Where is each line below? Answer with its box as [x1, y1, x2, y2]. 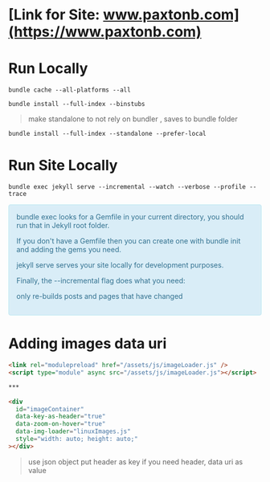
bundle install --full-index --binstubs [8, 100, 146, 108]
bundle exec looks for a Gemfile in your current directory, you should [16, 212, 244, 222]
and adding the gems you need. [16, 245, 122, 255]
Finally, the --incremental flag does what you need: [16, 276, 186, 286]
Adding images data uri [8, 335, 167, 353]
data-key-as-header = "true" [15, 412, 106, 421]
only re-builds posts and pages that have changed [16, 292, 183, 301]
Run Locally [8, 59, 88, 78]
